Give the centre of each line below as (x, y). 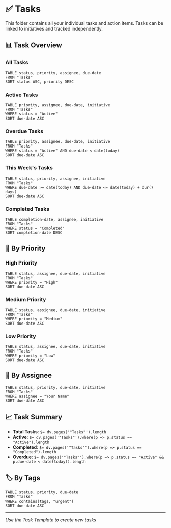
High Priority (21, 263)
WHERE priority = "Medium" (34, 319)
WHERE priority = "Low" (31, 356)
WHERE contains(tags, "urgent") (39, 501)
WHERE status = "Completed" (35, 228)
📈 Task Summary (34, 417)
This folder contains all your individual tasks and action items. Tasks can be (84, 23)
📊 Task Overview (34, 46)
